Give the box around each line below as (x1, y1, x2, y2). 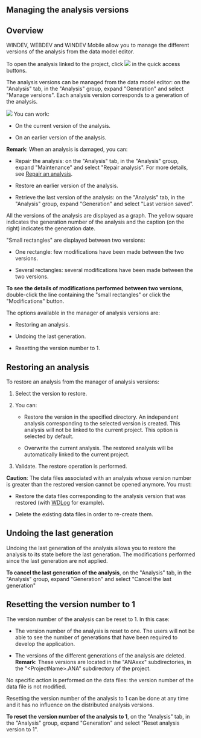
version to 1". (6, 725, 39, 733)
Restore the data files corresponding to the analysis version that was (14, 493, 186, 500)
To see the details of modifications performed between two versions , (6, 285, 183, 292)
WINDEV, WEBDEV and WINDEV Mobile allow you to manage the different (6, 42, 190, 49)
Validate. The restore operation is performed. (14, 463, 127, 470)
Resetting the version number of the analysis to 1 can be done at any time (6, 694, 189, 702)
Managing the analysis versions (6, 5, 129, 15)
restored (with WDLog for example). (14, 499, 104, 507)
